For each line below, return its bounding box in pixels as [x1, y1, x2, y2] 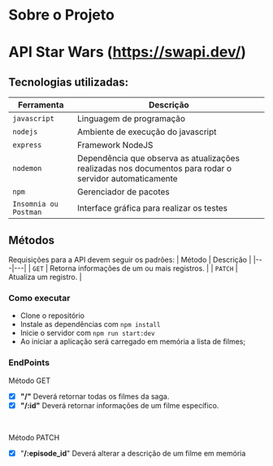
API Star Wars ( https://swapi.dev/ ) [8, 43, 246, 62]
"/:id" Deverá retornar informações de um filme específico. [19, 400, 219, 410]
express [12, 141, 42, 150]
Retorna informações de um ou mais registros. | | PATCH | [50, 263, 238, 273]
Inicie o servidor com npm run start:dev [19, 328, 155, 338]
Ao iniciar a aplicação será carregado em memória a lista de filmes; [19, 337, 246, 346]
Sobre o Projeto [8, 6, 115, 24]
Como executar [8, 292, 71, 303]
